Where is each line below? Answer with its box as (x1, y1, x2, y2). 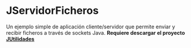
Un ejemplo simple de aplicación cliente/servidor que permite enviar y (6, 23, 176, 30)
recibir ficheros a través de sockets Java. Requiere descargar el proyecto (6, 29, 186, 36)
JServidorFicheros (6, 4, 99, 17)
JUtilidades (6, 35, 35, 42)
